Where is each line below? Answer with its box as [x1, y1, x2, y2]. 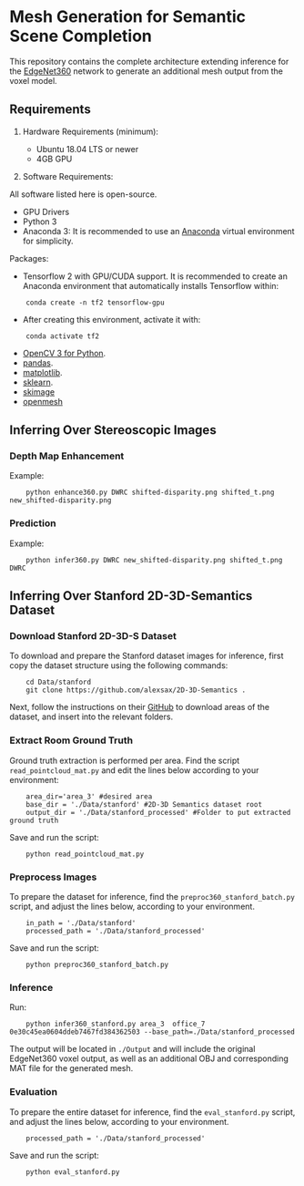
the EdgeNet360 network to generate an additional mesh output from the [9, 66, 284, 77]
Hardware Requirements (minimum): [22, 126, 159, 137]
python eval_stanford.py [25, 1167, 120, 1177]
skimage [22, 386, 56, 397]
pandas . [22, 357, 54, 368]
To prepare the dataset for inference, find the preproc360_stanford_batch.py [9, 892, 296, 902]
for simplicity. [22, 235, 75, 246]
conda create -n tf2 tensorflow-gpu [25, 298, 166, 307]
